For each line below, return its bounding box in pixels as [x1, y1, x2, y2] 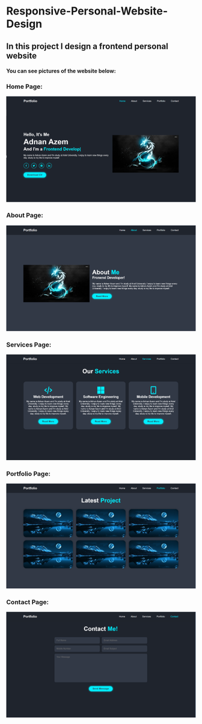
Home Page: [6, 83, 43, 91]
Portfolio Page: [6, 469, 51, 478]
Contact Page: [6, 598, 49, 606]
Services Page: [6, 341, 52, 349]
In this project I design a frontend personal [6, 41, 168, 51]
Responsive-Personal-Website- [6, 4, 168, 18]
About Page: [6, 211, 44, 220]
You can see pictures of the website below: [6, 68, 116, 75]
